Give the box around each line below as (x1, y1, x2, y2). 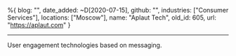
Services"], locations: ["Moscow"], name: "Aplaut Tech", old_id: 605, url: (7, 13, 216, 22)
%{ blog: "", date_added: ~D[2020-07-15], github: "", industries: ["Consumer (7, 6, 229, 14)
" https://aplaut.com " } (7, 21, 71, 29)
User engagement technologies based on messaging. (7, 41, 162, 49)
